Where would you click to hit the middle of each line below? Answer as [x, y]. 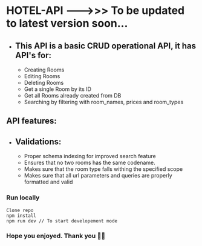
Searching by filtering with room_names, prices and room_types [104, 102]
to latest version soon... [67, 23]
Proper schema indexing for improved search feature [90, 156]
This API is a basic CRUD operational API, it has [106, 46]
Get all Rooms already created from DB [73, 95]
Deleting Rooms [44, 83]
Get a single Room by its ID [58, 89]
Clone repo [20, 210]
